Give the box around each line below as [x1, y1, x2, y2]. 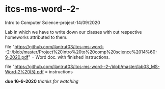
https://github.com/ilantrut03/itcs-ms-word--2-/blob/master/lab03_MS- [14, 64, 160, 69]
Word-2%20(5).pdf [5, 68, 44, 74]
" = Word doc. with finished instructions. [28, 54, 110, 60]
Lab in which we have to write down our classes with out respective [5, 29, 142, 35]
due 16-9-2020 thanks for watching [5, 78, 79, 84]
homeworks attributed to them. [5, 34, 68, 40]
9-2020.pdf [5, 54, 28, 60]
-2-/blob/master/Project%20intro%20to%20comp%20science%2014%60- [5, 49, 158, 55]
